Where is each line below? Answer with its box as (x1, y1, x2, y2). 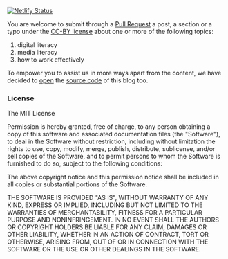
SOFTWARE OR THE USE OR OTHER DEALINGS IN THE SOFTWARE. (7, 245, 201, 253)
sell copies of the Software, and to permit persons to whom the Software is (7, 152, 221, 161)
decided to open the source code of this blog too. (7, 76, 149, 84)
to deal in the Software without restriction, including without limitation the (7, 137, 216, 145)
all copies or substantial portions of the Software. (7, 180, 147, 188)
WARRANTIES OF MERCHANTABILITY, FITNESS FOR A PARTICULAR (7, 208, 202, 217)
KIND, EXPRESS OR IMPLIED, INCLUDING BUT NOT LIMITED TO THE (7, 201, 203, 209)
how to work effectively (17, 55, 84, 64)
